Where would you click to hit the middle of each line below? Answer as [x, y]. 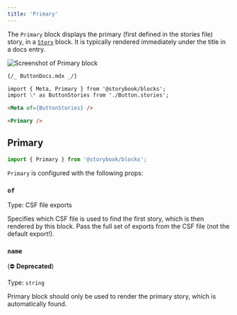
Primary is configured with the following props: [75, 173]
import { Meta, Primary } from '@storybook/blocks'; [87, 89]
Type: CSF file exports [40, 205]
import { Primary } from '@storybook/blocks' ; [77, 159]
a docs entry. [27, 49]
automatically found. [37, 304]
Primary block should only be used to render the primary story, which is [112, 297]
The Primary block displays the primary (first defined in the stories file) [110, 34]
